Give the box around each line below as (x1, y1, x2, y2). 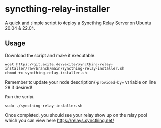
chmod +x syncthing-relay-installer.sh (5, 70, 87, 75)
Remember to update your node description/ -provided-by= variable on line (5, 79, 156, 85)
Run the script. (5, 94, 35, 99)
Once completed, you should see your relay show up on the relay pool (5, 112, 147, 118)
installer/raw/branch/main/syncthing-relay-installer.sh (5, 66, 125, 71)
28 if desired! (5, 84, 32, 90)
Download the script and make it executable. (5, 52, 96, 58)
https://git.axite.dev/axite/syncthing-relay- (16, 62, 113, 67)
